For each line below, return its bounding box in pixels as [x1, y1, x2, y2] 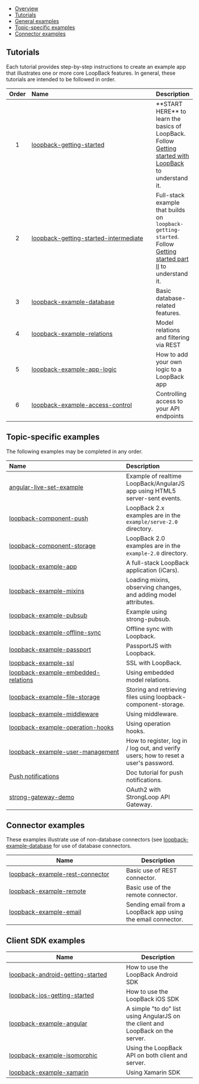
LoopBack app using [126, 908, 184, 916]
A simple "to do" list [126, 1005, 181, 1013]
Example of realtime [126, 471, 182, 480]
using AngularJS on [126, 1012, 181, 1021]
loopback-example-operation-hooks [9, 723, 114, 731]
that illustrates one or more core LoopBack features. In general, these [6, 69, 176, 76]
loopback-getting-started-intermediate [31, 234, 143, 242]
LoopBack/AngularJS [126, 479, 185, 487]
